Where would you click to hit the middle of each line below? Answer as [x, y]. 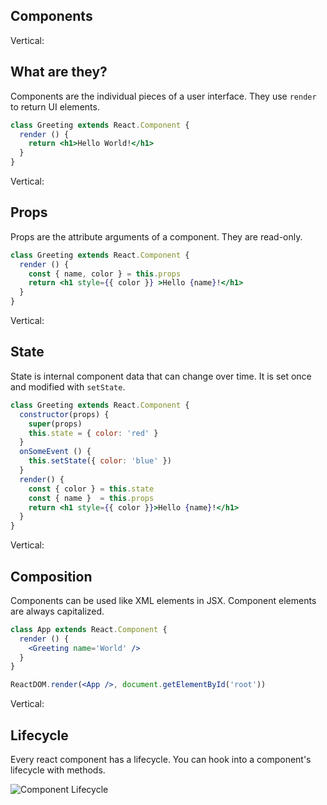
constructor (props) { [64, 414]
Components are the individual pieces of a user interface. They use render [163, 96]
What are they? [59, 72]
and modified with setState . [68, 386]
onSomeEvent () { [55, 452]
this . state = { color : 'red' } [93, 433]
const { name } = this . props [91, 498]
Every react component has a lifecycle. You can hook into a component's [161, 759]
